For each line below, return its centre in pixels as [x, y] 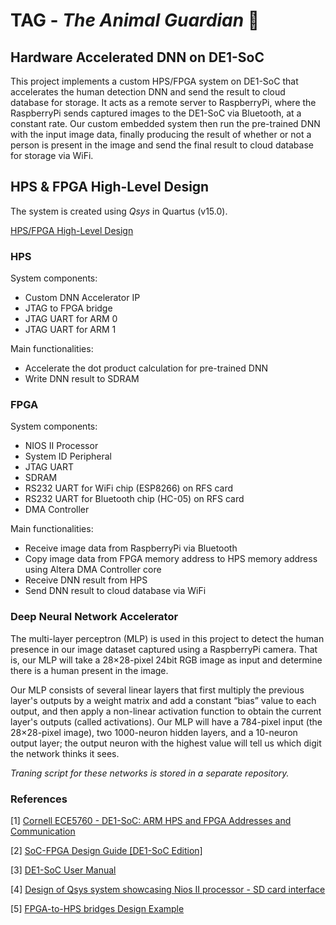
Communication [43, 831]
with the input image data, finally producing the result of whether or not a [161, 134]
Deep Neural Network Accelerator [94, 617]
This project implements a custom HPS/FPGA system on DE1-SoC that [154, 81]
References [39, 799]
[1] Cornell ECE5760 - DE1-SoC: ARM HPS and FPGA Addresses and [151, 820]
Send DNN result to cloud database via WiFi [115, 591]
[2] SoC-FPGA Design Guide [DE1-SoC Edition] [106, 850]
